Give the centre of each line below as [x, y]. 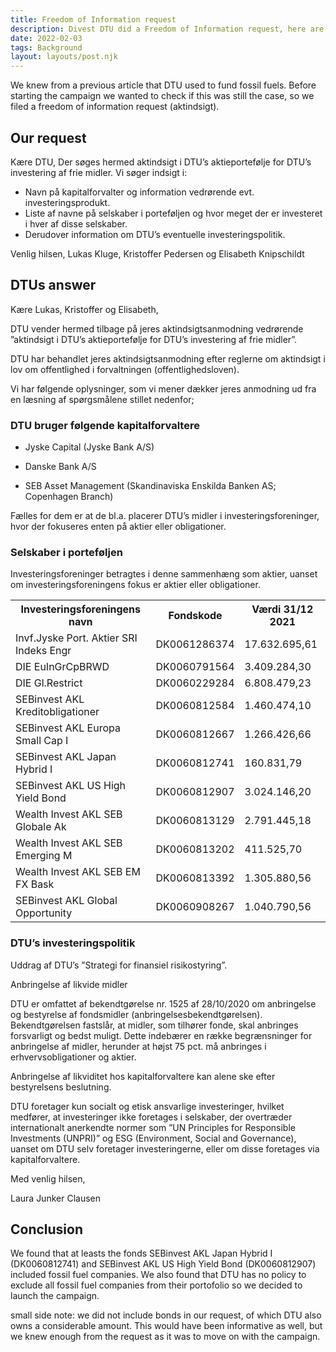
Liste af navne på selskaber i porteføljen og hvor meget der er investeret [173, 213]
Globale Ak [41, 827]
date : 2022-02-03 [46, 38]
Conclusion [47, 1229]
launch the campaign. [55, 1296]
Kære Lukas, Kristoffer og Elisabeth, [84, 309]
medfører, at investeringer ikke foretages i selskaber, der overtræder [151, 1117]
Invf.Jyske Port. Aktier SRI [76, 638]
